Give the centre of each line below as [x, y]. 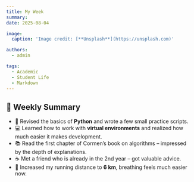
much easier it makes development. [58, 137]
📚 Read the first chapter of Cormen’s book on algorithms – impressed [101, 143]
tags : [13, 66]
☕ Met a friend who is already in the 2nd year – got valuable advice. [98, 159]
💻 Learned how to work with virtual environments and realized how [99, 128]
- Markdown [25, 83]
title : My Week [25, 12]
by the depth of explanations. [51, 152]
